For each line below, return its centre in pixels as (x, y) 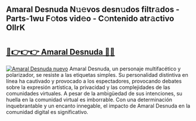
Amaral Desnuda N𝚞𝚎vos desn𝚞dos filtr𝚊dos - (93, 10)
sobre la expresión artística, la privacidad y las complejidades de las (88, 87)
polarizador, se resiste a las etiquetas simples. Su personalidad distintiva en (97, 75)
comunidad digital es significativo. (47, 112)
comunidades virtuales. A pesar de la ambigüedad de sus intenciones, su (94, 93)
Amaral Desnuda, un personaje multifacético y (125, 69)
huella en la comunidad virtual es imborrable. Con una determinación (89, 99)
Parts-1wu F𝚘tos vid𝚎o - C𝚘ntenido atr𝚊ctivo (90, 19)
